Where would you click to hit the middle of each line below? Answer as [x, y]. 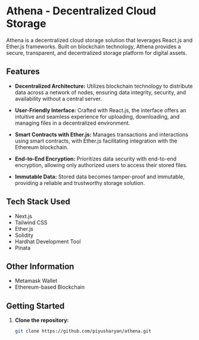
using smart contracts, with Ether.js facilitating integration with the [96, 141]
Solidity [24, 235]
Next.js [24, 216]
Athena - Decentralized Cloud [81, 11]
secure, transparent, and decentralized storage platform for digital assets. [97, 52]
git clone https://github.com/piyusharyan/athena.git [83, 331]
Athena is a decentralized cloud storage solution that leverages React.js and [99, 40]
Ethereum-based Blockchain [50, 287]
